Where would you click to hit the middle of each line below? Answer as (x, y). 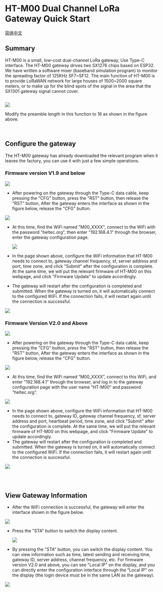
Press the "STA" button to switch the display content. (65, 531)
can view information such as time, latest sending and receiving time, (81, 554)
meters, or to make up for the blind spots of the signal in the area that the (78, 86)
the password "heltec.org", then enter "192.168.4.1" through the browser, (84, 232)
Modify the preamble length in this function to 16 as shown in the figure (76, 114)
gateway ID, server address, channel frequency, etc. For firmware (78, 559)
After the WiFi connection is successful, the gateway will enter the (78, 507)
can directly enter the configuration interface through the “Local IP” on (83, 570)
